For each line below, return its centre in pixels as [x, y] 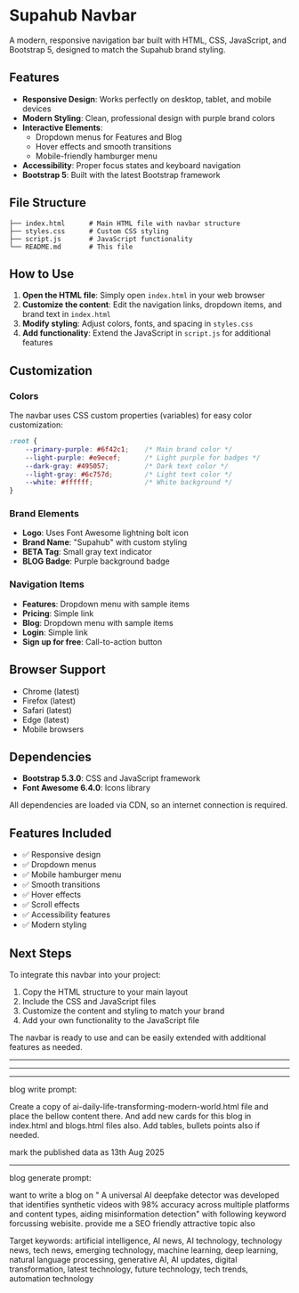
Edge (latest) [45, 720]
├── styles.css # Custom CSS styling [89, 231]
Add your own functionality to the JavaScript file [111, 1021]
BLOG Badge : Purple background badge [96, 561]
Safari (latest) [47, 710]
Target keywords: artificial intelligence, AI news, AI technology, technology [146, 1241]
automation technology [52, 1279]
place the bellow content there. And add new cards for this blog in [130, 1116]
